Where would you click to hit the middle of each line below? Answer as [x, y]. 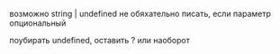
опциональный [38, 23]
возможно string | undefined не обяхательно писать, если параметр [140, 14]
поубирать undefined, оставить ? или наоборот [100, 40]
